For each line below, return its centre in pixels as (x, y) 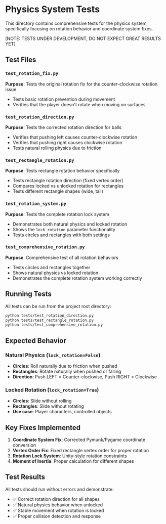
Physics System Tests (53, 9)
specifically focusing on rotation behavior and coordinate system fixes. (79, 28)
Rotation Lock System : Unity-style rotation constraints (70, 456)
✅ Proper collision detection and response (57, 516)
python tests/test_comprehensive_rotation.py (54, 325)
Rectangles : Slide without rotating (48, 406)
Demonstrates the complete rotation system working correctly (77, 278)
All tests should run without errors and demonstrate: (59, 489)
